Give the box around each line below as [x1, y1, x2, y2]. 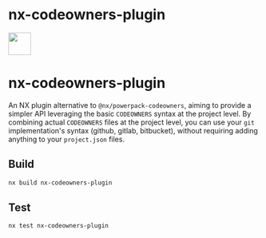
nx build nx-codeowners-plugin [8, 178, 113, 187]
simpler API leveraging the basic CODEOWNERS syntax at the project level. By [8, 109, 252, 118]
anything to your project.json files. [8, 134, 125, 144]
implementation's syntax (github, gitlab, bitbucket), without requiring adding [8, 125, 258, 135]
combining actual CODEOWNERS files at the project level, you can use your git [8, 117, 255, 127]
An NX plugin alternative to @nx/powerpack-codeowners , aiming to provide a [8, 100, 252, 109]
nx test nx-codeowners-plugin [8, 222, 109, 230]
